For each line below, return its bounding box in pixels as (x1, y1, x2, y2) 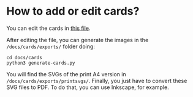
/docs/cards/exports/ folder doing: (6, 43, 95, 50)
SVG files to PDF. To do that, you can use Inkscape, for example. (6, 84, 170, 91)
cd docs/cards (6, 54, 43, 60)
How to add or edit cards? (6, 4, 140, 18)
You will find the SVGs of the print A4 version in (6, 70, 127, 77)
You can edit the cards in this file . (6, 24, 91, 32)
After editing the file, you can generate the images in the (6, 36, 149, 43)
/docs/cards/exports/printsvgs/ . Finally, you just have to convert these (6, 77, 187, 84)
